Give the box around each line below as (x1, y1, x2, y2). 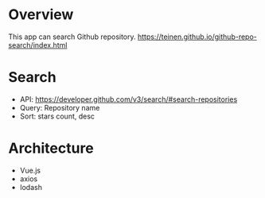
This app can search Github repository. (8, 32, 137, 41)
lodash (19, 182, 42, 192)
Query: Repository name (19, 103, 100, 112)
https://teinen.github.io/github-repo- (137, 32, 257, 41)
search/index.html (8, 40, 68, 49)
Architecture (8, 139, 94, 157)
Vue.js (19, 165, 41, 175)
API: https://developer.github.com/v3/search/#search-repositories (19, 94, 238, 104)
